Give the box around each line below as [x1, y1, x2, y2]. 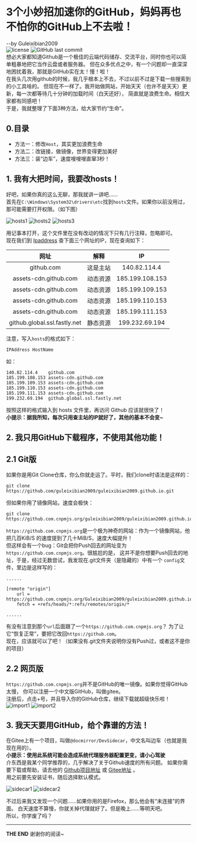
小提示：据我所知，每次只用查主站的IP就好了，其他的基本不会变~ [6, 413, 164, 421]
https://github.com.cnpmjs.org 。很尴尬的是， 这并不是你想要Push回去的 [6, 549, 184, 556]
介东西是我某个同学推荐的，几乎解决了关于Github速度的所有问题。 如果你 [6, 759, 183, 766]
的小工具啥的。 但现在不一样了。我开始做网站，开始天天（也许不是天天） [6, 82, 182, 89]
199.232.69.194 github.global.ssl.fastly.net [6, 395, 122, 401]
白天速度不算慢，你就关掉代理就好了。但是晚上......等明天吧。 [17, 805, 166, 812]
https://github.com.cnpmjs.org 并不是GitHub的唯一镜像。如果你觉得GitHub [6, 681, 188, 688]
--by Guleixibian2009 [6, 39, 58, 47]
